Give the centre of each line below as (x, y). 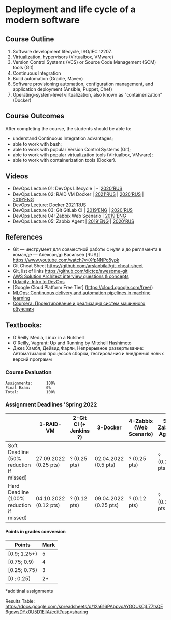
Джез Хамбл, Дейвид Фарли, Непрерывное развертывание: (78, 348)
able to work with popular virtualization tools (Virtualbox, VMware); (83, 155)
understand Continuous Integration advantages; (63, 138)
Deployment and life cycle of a (71, 9)
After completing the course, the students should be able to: (68, 128)
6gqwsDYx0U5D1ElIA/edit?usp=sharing (47, 612)
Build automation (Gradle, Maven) (48, 78)
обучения (23, 309)
